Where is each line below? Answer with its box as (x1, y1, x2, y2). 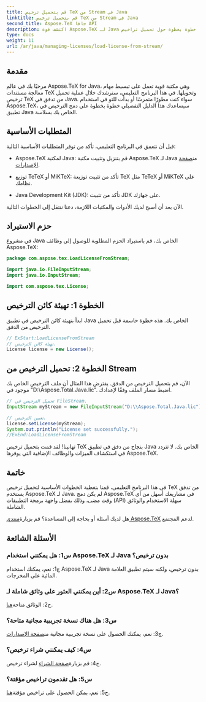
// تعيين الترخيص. (6, 415, 47, 421)
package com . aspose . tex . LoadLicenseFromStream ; (6, 255, 131, 261)
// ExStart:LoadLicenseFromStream (6, 335, 95, 341)
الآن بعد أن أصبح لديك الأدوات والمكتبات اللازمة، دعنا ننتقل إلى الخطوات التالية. (6, 203, 184, 210)
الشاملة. (6, 503, 26, 511)
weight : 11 (6, 37, 34, 44)
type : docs (6, 32, 34, 38)
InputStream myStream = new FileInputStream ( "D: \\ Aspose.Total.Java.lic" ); (6, 403, 204, 410)
